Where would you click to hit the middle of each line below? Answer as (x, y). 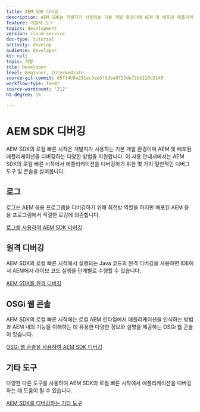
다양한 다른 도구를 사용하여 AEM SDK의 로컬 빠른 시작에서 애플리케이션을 (91, 383)
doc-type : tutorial (30, 39)
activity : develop (29, 45)
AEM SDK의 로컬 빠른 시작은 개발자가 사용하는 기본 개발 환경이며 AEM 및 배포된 (99, 149)
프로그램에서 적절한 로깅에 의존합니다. (56, 214)
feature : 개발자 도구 (30, 23)
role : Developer (26, 67)
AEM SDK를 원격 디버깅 (34, 283)
